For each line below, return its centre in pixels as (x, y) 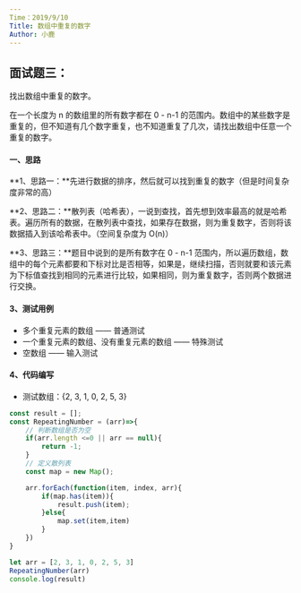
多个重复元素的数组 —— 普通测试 (83, 330)
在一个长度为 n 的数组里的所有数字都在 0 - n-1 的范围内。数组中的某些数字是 (150, 115)
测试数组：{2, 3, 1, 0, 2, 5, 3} (74, 396)
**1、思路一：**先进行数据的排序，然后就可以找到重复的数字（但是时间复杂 (149, 181)
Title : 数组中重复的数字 (50, 26)
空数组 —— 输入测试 (60, 352)
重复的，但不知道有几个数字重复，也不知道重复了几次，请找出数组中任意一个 (150, 126)
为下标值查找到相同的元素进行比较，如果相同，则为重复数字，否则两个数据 (146, 275)
